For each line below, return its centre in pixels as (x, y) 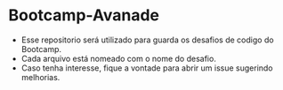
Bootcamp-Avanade (84, 15)
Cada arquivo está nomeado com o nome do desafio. (119, 58)
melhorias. (40, 77)
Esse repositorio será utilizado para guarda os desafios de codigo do (147, 40)
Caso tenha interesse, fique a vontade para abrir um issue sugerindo (147, 68)
